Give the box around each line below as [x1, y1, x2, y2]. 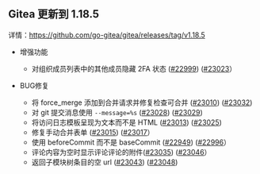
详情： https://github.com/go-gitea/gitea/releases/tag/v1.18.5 [8, 30, 206, 40]
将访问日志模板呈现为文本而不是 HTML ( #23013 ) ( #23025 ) [31, 118, 222, 127]
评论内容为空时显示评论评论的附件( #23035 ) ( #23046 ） [31, 147, 212, 157]
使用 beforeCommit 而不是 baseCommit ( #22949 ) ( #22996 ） [31, 137, 231, 147]
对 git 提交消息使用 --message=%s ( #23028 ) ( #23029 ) [31, 107, 204, 117]
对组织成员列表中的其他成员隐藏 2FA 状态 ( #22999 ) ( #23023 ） [31, 64, 236, 73]
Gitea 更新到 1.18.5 [8, 7, 100, 21]
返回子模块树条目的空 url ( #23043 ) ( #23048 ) [31, 157, 178, 167]
